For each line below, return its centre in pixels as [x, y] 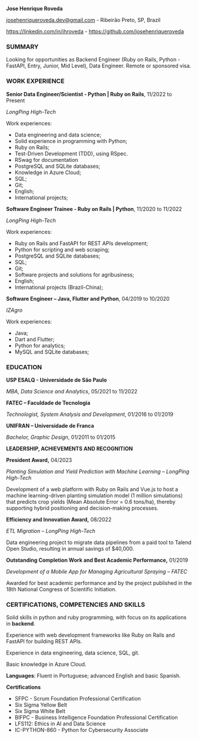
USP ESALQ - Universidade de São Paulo [57, 380]
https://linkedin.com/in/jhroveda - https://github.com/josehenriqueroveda [95, 31]
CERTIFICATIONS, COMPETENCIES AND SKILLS [76, 604]
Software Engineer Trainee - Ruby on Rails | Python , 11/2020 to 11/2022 [94, 209]
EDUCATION [24, 367]
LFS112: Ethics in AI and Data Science [60, 724]
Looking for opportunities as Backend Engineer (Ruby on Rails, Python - [93, 60]
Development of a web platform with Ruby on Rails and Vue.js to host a [92, 489]
